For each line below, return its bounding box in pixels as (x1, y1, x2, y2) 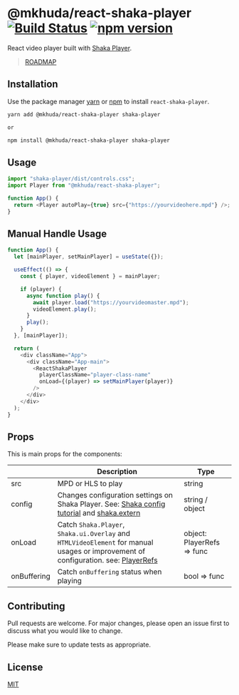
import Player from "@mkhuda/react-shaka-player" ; (7, 182, 161, 190)
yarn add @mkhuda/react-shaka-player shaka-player (7, 110, 161, 118)
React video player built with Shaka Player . (7, 43, 132, 52)
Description (97, 467, 137, 477)
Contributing (7, 600, 65, 612)
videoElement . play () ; (33, 305, 97, 313)
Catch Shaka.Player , (57, 520, 125, 530)
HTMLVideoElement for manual (57, 537, 154, 547)
